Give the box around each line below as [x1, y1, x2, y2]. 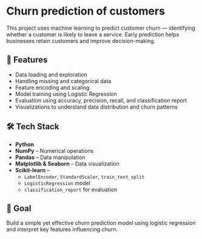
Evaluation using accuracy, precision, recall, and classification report [15, 96, 187, 104]
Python [15, 141, 35, 148]
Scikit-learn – [15, 166, 50, 173]
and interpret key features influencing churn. [6, 226, 118, 233]
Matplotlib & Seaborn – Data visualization [15, 160, 120, 167]
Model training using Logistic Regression [15, 90, 117, 98]
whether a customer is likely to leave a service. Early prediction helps [6, 30, 180, 38]
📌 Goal [6, 203, 32, 214]
